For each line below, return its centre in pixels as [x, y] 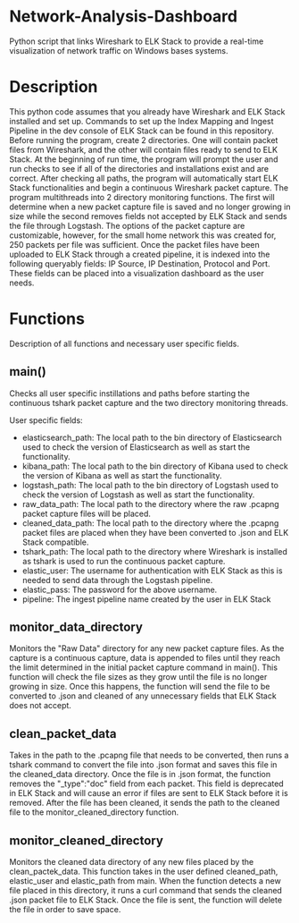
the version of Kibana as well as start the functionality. [122, 475]
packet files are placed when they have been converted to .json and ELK [155, 532]
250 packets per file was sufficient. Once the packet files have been [135, 244]
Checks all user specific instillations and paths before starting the [129, 393]
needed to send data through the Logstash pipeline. [117, 580]
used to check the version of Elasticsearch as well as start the [136, 447]
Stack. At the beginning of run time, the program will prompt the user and [144, 159]
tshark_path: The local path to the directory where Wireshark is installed [154, 551]
